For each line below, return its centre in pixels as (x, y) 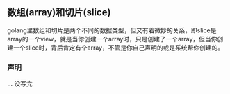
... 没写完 (20, 84)
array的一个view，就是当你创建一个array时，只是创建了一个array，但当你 (112, 39)
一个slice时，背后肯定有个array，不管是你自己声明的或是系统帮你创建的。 (118, 48)
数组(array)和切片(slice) (59, 12)
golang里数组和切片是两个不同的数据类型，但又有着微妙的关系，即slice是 (112, 30)
